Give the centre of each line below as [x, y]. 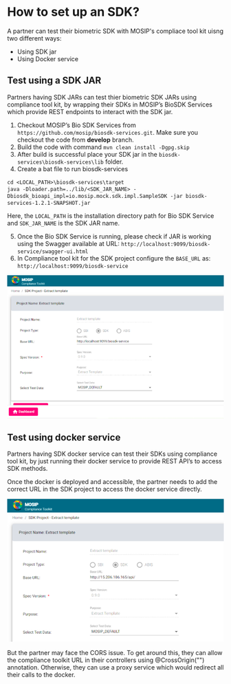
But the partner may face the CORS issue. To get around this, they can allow [115, 653]
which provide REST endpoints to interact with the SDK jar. [90, 111]
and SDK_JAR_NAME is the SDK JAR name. [64, 223]
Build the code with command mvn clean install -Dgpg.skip [103, 147]
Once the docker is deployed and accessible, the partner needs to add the [112, 482]
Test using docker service [64, 437]
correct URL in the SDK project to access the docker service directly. [104, 489]
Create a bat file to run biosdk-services [73, 168]
